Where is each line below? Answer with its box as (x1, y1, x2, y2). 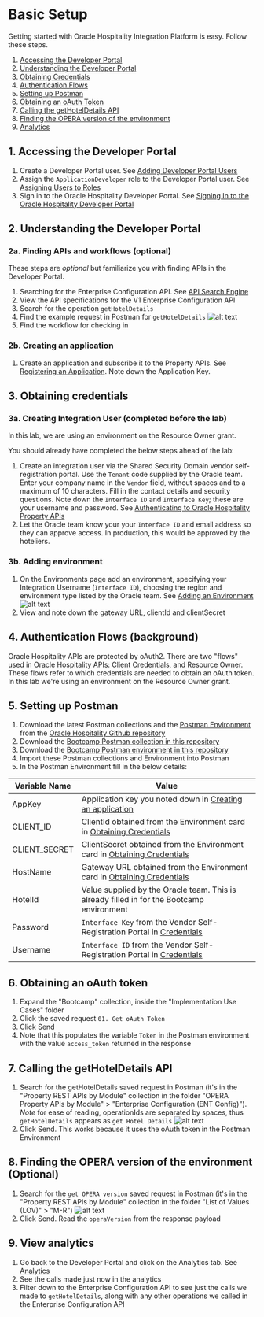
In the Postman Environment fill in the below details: (19, 762, 187, 771)
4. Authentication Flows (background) (8, 631, 199, 644)
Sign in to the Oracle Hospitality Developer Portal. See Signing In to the (19, 191, 250, 200)
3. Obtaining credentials (8, 390, 129, 403)
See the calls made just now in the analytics (19, 1274, 162, 1284)
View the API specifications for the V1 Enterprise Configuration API (19, 295, 236, 305)
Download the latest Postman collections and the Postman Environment (19, 720, 251, 730)
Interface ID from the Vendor (81, 939, 192, 950)
